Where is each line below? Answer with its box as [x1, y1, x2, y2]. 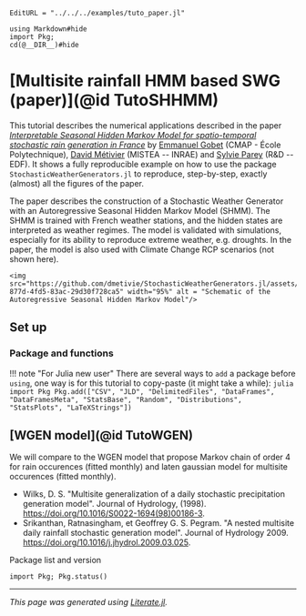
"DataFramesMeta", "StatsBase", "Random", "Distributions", [9, 395, 243, 404]
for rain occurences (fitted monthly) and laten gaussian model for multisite [9, 461, 289, 472]
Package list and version [9, 555, 102, 566]
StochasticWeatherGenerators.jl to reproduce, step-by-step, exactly [9, 168, 268, 179]
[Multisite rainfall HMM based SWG [9, 71, 280, 91]
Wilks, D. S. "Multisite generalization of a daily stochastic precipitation [22, 489, 285, 500]
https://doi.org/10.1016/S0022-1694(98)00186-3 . [22, 508, 205, 519]
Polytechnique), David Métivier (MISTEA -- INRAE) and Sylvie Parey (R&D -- [9, 148, 294, 159]
